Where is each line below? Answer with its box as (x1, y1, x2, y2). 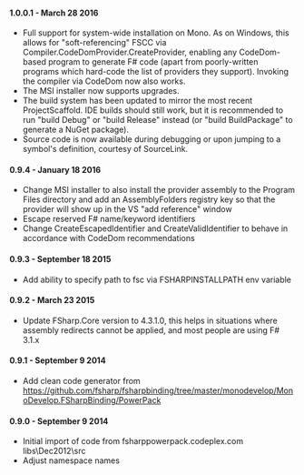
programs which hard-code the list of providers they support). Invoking (22, 66, 289, 77)
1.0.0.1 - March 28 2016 (9, 7, 99, 18)
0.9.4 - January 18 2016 (9, 164, 102, 175)
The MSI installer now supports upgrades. (22, 86, 180, 96)
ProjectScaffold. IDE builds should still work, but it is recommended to (22, 105, 284, 116)
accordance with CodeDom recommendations (22, 233, 195, 244)
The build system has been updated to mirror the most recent (22, 96, 253, 106)
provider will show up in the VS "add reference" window (22, 204, 233, 215)
